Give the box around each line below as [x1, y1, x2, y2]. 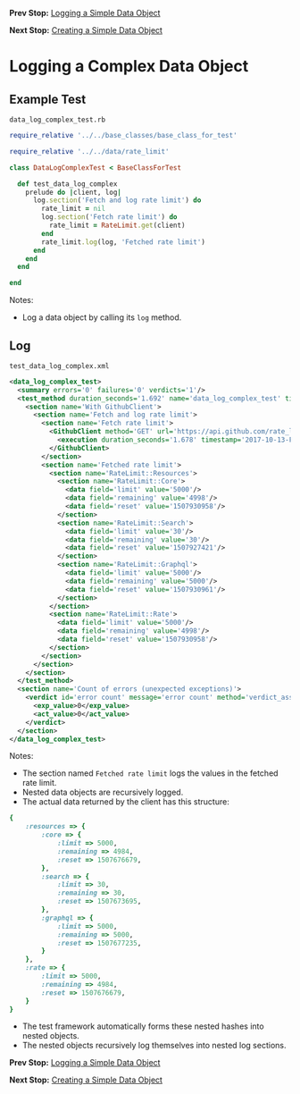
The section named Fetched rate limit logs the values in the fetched [21, 768, 279, 778]
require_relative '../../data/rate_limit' [9, 147, 170, 156]
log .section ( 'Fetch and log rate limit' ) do [32, 196, 202, 205]
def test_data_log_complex [17, 179, 118, 189]
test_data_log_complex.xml [9, 361, 110, 370]
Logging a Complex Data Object [9, 56, 249, 77]
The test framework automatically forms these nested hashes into [21, 1021, 265, 1031]
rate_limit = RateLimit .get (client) [48, 221, 186, 230]
